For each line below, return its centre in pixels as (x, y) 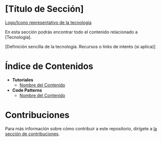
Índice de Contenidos (49, 66)
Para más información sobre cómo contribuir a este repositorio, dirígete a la (81, 128)
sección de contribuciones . (32, 134)
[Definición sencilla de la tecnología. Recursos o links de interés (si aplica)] (80, 46)
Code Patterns (27, 90)
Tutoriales (23, 80)
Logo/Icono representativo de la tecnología (48, 22)
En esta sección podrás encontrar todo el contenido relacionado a (71, 32)
